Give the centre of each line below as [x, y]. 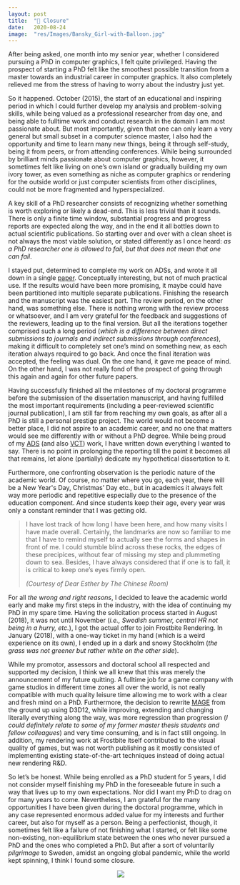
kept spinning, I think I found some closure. [71, 861]
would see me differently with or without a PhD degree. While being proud [117, 436]
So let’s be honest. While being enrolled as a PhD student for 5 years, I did [117, 777]
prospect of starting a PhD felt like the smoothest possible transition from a [119, 69]
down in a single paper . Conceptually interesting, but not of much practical [118, 278]
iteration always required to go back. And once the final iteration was [109, 354]
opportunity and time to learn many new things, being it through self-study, [119, 144]
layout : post [27, 14]
